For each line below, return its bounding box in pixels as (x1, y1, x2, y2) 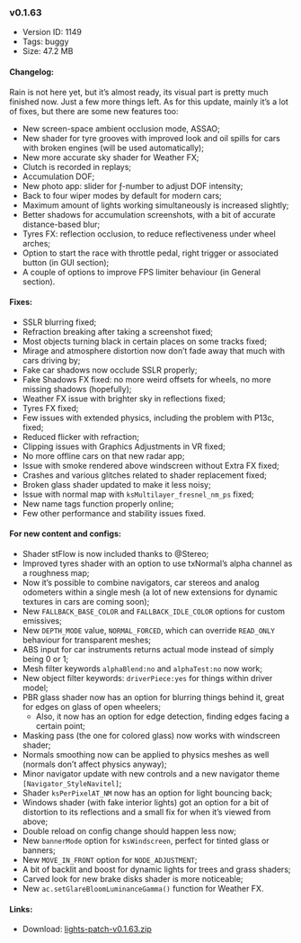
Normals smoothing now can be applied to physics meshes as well (22, 749, 270, 759)
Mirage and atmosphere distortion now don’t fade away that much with (22, 345, 286, 356)
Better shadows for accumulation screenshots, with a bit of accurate (22, 209, 276, 220)
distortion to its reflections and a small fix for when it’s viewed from (22, 806, 271, 817)
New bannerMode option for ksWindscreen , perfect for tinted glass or (22, 835, 270, 846)
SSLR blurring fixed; (22, 317, 97, 328)
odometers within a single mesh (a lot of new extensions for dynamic (22, 587, 279, 597)
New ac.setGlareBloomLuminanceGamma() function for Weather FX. (22, 883, 264, 894)
